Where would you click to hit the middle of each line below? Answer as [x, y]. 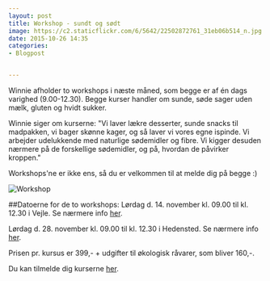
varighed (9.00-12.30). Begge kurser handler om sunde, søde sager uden [131, 99]
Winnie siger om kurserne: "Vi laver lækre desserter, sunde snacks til [123, 123]
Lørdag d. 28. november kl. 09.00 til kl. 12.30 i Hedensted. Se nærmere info [133, 229]
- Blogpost [27, 53]
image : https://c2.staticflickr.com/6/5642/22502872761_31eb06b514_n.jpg [135, 31]
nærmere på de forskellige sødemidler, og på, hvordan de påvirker [119, 149]
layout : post [30, 16]
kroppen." [25, 157]
